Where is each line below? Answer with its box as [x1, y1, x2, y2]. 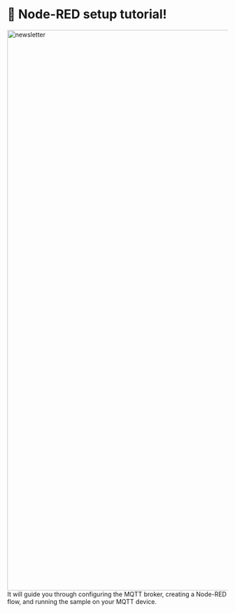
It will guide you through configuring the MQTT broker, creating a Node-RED [7, 590, 227, 598]
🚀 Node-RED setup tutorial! [7, 6, 167, 22]
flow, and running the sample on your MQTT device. [7, 597, 157, 605]
